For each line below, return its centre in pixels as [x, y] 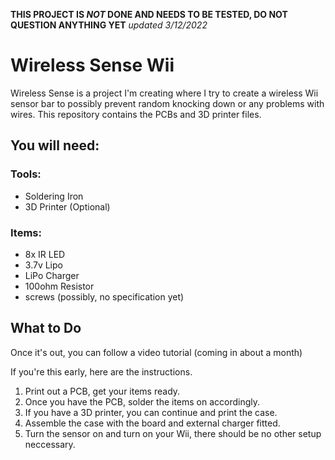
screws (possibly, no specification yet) [104, 296]
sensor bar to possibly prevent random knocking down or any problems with [167, 103]
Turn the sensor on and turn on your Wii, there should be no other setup [173, 433]
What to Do [46, 328]
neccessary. [50, 444]
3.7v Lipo [43, 265]
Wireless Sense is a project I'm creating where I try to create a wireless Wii [164, 93]
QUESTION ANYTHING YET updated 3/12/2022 [109, 25]
